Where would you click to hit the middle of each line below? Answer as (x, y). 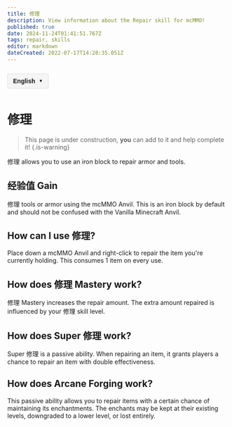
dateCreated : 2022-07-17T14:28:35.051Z (66, 53)
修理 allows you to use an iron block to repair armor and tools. (96, 162)
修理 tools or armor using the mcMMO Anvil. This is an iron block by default (116, 204)
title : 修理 (23, 14)
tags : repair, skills (39, 40)
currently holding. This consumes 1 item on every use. (85, 261)
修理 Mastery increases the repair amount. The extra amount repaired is (111, 303)
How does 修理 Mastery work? (75, 284)
